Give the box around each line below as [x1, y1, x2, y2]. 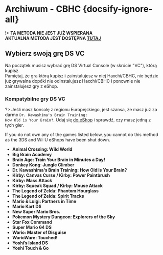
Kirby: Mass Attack [12, 178, 52, 184]
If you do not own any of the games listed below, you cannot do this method [5, 132, 158, 138]
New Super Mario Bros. [12, 209, 61, 215]
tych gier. [5, 122, 24, 128]
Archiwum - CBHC [5, 3, 81, 15]
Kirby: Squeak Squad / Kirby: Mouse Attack [12, 183, 103, 189]
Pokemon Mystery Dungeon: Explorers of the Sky [12, 214, 115, 220]
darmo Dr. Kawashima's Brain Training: [5, 112, 88, 118]
